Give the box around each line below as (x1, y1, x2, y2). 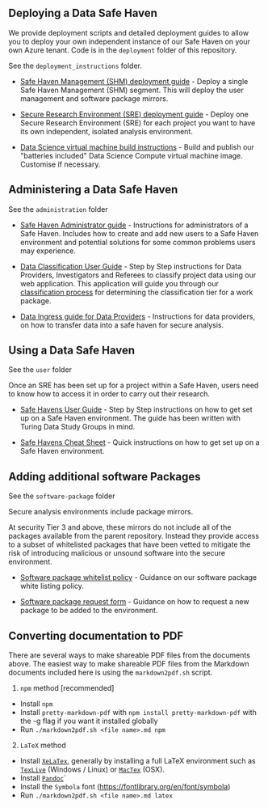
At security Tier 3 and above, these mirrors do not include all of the (8, 522, 232, 532)
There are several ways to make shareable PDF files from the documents (8, 650, 250, 660)
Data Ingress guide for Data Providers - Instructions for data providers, (19, 311, 256, 321)
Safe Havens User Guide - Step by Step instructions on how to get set (19, 404, 253, 415)
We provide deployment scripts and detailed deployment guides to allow (8, 27, 249, 37)
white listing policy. (19, 582, 85, 591)
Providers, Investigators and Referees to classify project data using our (19, 270, 257, 280)
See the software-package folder (8, 491, 115, 501)
